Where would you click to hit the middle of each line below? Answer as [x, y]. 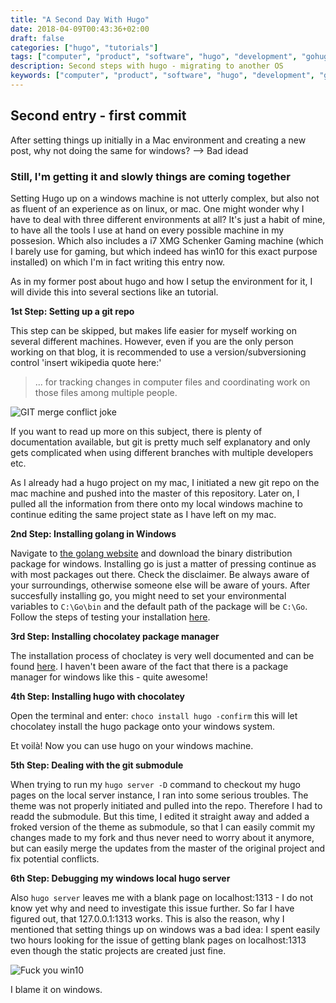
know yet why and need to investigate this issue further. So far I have [152, 908]
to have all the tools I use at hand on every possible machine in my [147, 230]
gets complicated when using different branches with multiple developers [162, 452]
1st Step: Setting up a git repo [72, 311]
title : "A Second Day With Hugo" [80, 19]
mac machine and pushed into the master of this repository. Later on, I [155, 493]
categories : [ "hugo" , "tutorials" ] [84, 47]
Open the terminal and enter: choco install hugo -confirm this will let [154, 715]
